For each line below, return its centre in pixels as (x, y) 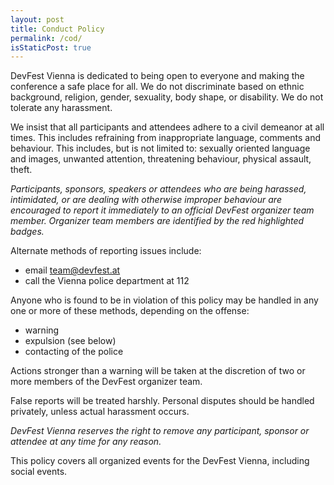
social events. (39, 472)
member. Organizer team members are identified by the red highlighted (157, 221)
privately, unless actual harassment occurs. (100, 412)
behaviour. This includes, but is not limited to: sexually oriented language (160, 148)
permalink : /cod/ (46, 38)
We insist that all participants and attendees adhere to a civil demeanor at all (167, 127)
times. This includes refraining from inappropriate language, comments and (166, 138)
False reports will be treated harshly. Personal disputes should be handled (162, 401)
